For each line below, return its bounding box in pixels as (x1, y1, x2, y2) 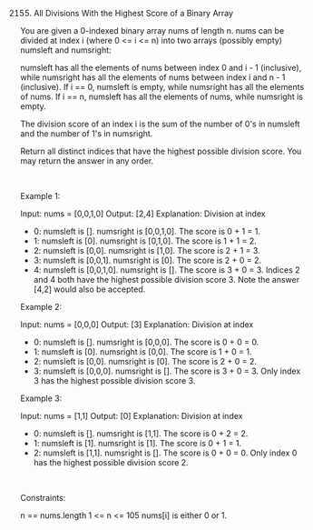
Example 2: (20, 302, 63, 312)
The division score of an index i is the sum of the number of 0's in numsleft (20, 118, 300, 129)
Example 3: (20, 393, 63, 404)
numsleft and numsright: (20, 45, 112, 55)
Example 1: (20, 191, 61, 201)
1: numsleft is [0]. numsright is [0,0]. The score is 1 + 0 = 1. (33, 346, 253, 357)
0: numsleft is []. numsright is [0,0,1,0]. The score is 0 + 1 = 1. (33, 226, 261, 236)
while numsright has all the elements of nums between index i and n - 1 (20, 72, 286, 83)
